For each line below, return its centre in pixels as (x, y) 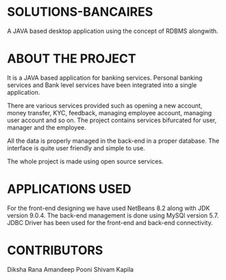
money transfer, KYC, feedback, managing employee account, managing (110, 113)
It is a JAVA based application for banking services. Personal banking (105, 78)
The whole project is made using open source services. (85, 161)
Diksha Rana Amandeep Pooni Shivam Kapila (71, 269)
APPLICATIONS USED (69, 189)
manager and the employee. (47, 127)
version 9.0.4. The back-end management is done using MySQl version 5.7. (113, 215)
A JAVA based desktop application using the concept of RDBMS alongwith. (113, 31)
